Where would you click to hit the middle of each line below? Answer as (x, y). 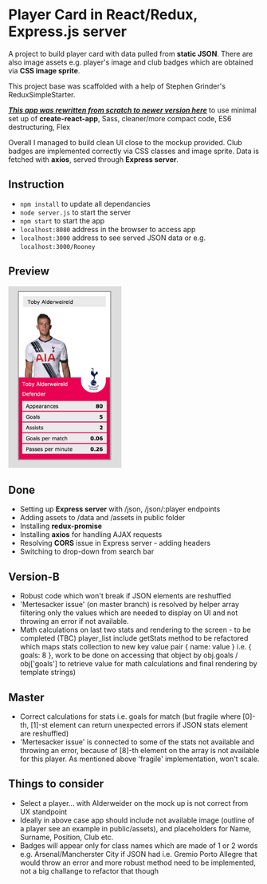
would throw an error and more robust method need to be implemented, (138, 862)
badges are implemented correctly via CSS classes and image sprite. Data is (133, 151)
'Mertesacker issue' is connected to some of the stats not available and (137, 742)
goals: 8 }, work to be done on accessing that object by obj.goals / (129, 655)
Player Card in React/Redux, (103, 15)
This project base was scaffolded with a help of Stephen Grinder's (117, 86)
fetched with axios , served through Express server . (94, 159)
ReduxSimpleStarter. (42, 94)
